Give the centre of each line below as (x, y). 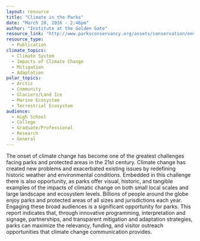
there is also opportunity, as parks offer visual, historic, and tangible (90, 181)
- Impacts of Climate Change (48, 61)
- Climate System (33, 56)
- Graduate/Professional (42, 128)
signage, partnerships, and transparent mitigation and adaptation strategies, (99, 219)
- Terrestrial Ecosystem (42, 106)
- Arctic (22, 84)
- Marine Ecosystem (36, 100)
